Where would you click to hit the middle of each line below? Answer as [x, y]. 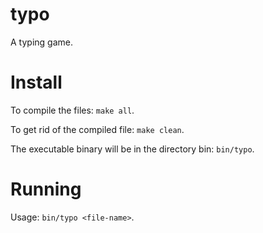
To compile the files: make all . [72, 110]
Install [36, 82]
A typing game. [41, 42]
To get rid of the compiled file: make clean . [97, 129]
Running [46, 189]
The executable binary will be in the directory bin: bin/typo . [132, 149]
